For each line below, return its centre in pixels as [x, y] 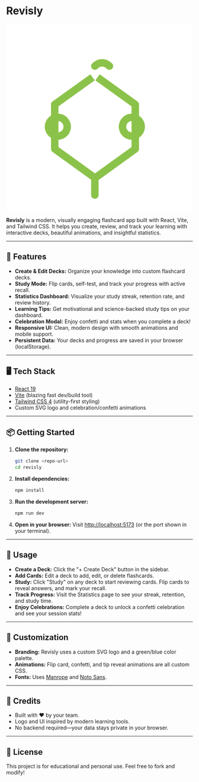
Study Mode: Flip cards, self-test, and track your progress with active [100, 284]
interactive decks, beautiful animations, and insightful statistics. [84, 233]
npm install [29, 490]
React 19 [25, 388]
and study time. [34, 601]
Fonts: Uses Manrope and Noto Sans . [61, 677]
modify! [15, 773]
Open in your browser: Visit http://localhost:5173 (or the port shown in [101, 524]
